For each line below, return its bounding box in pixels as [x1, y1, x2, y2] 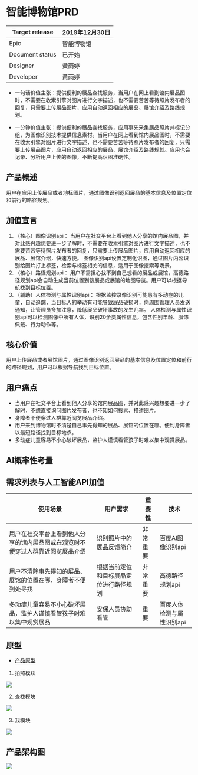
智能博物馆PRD [6, 5, 79, 19]
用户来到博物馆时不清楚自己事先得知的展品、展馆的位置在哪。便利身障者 [14, 421, 190, 429]
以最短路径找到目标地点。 [14, 429, 77, 436]
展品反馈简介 [96, 543, 133, 551]
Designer [9, 61, 34, 70]
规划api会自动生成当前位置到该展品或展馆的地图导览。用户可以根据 [19, 276, 183, 283]
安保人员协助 [96, 605, 133, 613]
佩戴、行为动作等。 [14, 321, 62, 328]
